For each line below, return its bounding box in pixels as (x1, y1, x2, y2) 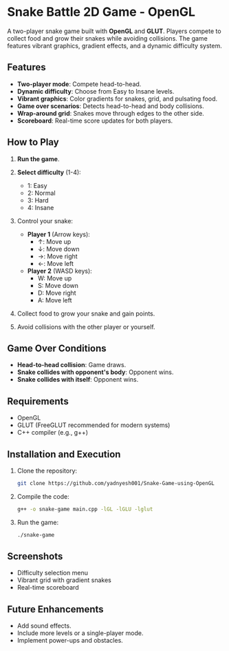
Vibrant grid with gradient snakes (17, 576, 111, 584)
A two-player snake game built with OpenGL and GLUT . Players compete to (7, 27, 221, 35)
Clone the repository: (17, 466, 78, 475)
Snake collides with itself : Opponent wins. (17, 375, 139, 384)
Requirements (7, 395, 69, 407)
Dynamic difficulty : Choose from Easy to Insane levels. (17, 87, 175, 95)
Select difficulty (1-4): (17, 168, 81, 176)
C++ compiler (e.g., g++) (17, 428, 88, 437)
